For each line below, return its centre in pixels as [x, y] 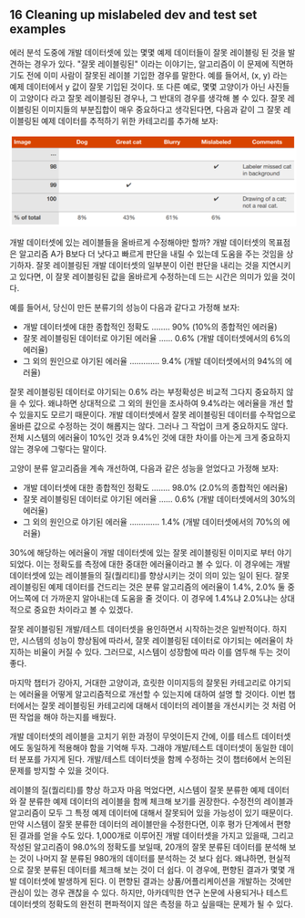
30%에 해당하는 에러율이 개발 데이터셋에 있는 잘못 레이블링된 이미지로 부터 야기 [151, 552]
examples [38, 30]
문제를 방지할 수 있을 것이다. [59, 770]
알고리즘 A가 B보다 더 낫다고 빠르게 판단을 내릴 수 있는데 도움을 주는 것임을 [152, 254]
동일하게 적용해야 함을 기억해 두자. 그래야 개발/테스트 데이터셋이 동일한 [152, 747]
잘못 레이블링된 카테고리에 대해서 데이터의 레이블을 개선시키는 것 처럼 [163, 705]
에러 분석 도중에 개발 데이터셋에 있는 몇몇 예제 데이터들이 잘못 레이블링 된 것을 [148, 52]
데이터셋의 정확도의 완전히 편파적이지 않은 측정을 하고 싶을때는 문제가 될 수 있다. [152, 903]
